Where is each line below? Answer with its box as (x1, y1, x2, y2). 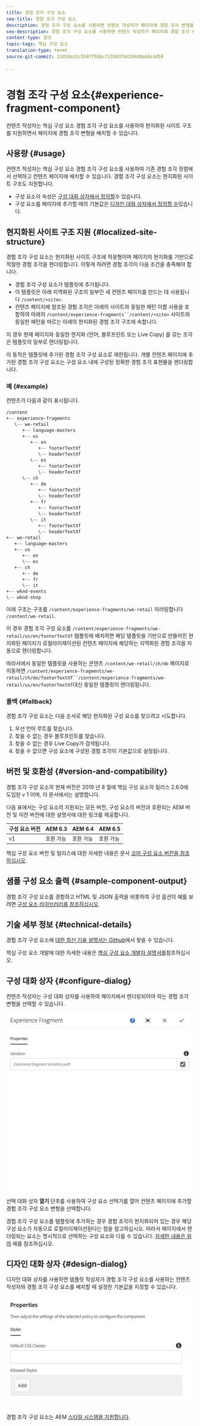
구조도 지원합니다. (12, 180, 54, 187)
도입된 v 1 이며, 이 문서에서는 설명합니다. (6, 791, 100, 798)
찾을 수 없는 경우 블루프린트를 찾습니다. (14, 732, 106, 739)
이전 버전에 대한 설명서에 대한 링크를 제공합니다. (18, 811, 130, 818)
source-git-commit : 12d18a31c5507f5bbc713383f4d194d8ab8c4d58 (6, 54, 164, 60)
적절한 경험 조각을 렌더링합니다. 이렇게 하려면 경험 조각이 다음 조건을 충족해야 (6, 261, 186, 268)
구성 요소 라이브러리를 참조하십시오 (17, 900, 99, 908)
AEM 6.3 (45, 825, 67, 832)
